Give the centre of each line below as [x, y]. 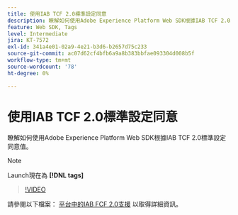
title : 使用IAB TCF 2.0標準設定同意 [57, 14]
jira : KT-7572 [28, 40]
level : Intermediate [38, 34]
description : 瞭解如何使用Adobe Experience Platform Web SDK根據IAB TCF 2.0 [119, 21]
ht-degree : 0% [28, 73]
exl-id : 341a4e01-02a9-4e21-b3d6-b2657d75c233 [77, 47]
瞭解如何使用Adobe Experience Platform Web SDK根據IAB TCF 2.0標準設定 [117, 138]
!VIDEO [35, 189]
